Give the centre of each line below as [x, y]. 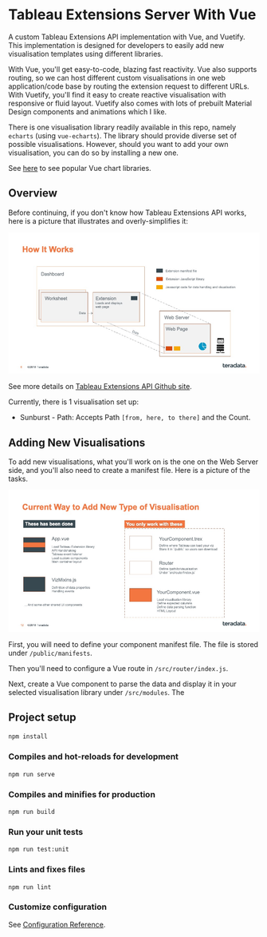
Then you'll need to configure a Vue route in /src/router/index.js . [118, 668]
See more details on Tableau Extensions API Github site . [100, 387]
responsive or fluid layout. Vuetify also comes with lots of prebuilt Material [130, 103]
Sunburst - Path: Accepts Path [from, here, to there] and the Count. [135, 418]
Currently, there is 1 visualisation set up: [74, 402]
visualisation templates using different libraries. [86, 54]
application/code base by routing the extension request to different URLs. [129, 86]
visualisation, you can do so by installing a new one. [94, 153]
